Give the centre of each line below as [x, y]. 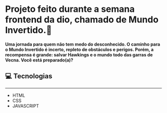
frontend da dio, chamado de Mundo [82, 20]
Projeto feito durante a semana [70, 9]
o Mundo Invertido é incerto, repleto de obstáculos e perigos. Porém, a [80, 49]
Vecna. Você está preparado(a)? [39, 60]
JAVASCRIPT [26, 106]
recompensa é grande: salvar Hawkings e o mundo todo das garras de [79, 55]
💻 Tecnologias [29, 76]
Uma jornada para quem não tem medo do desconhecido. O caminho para [83, 44]
